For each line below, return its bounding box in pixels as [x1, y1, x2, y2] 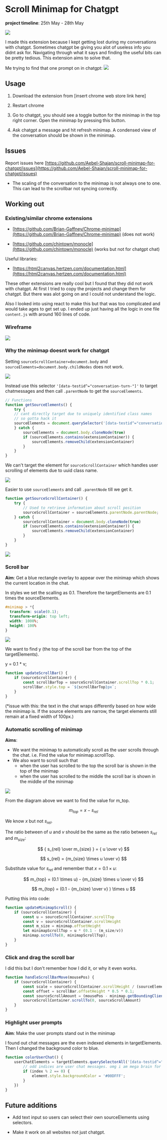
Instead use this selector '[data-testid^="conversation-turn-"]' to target [5, 382, 158, 389]
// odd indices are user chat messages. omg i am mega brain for [23, 1064, 162, 1069]
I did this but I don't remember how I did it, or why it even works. [5, 965, 137, 971]
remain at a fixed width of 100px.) [5, 713, 74, 719]
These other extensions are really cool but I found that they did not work [5, 280, 153, 287]
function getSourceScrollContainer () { [5, 496, 88, 501]
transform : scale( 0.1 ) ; [9, 609, 59, 614]
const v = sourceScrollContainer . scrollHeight [23, 919, 121, 924]
